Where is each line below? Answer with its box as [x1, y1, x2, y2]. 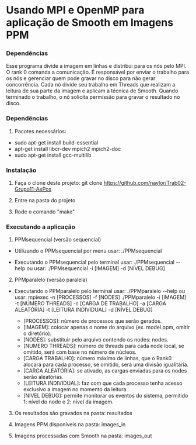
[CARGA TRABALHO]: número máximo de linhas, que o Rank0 [23, 355, 172, 362]
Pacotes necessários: [14, 127, 66, 134]
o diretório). [23, 330, 52, 337]
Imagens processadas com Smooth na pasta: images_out [14, 432, 152, 439]
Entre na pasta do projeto [14, 197, 76, 204]
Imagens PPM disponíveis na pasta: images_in [14, 421, 126, 428]
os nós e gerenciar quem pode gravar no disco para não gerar [6, 75, 156, 82]
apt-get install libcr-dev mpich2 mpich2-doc [14, 145, 121, 152]
